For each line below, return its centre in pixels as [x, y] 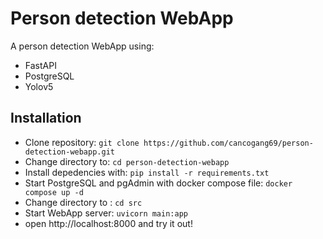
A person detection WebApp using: [82, 46]
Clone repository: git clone [82, 142]
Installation [46, 118]
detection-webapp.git [69, 152]
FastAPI [40, 65]
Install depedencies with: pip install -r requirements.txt [147, 172]
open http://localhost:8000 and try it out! [108, 223]
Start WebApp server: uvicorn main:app [106, 213]
